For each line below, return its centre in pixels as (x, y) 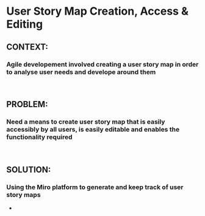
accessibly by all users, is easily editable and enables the (93, 130)
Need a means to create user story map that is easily (86, 122)
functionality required (39, 137)
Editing (25, 24)
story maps (23, 195)
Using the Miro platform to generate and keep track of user (95, 187)
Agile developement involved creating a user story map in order (103, 64)
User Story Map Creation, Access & (98, 11)
